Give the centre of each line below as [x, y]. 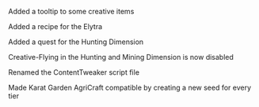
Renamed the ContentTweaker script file [74, 72]
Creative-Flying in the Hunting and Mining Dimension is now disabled [121, 57]
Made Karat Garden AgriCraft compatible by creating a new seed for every [130, 87]
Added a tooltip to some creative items [71, 11]
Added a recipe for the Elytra [55, 26]
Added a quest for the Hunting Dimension [76, 42]
